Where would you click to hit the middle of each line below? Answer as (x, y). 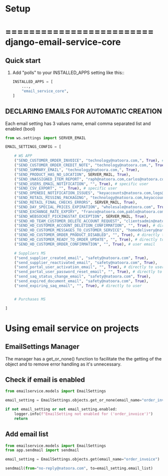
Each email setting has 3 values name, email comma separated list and (78, 123)
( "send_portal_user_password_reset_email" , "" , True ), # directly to (88, 272)
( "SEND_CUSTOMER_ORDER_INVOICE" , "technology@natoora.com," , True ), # (89, 160)
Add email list (27, 434)
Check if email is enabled (45, 380)
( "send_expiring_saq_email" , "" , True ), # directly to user (78, 285)
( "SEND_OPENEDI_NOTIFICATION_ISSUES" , (54, 193)
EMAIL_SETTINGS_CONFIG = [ (33, 147)
